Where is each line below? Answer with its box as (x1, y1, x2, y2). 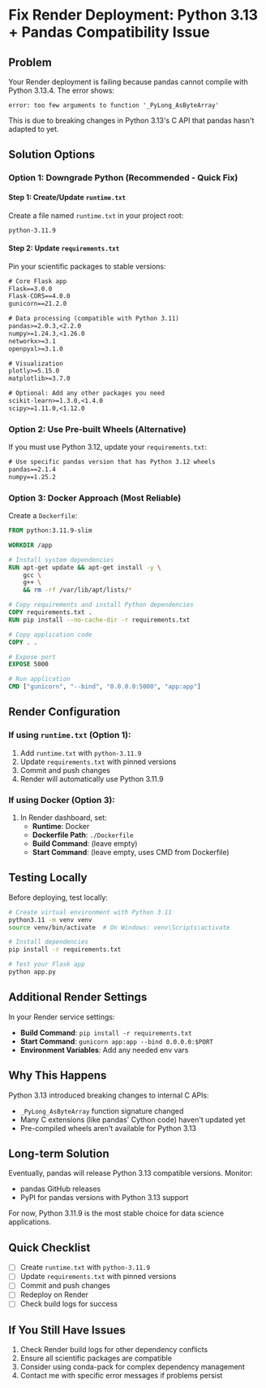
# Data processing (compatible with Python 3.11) (8, 315, 180, 323)
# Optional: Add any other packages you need (8, 389, 165, 398)
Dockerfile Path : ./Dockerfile (32, 830, 134, 840)
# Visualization (8, 360, 63, 368)
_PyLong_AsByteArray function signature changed (19, 1106, 184, 1115)
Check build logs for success (19, 1299, 118, 1309)
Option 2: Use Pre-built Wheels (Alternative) (8, 423, 187, 434)
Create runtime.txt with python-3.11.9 (19, 1263, 151, 1272)
